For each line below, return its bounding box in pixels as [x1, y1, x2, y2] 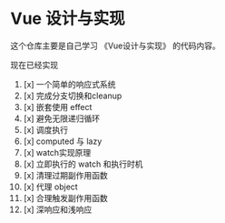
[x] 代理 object [23, 181, 78, 192]
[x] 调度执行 [23, 124, 69, 135]
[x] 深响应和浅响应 [23, 204, 93, 215]
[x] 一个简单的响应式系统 [23, 78, 116, 89]
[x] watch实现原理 [23, 147, 92, 157]
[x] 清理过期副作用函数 [23, 169, 108, 180]
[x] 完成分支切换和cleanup [23, 90, 122, 101]
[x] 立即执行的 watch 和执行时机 [23, 158, 143, 169]
